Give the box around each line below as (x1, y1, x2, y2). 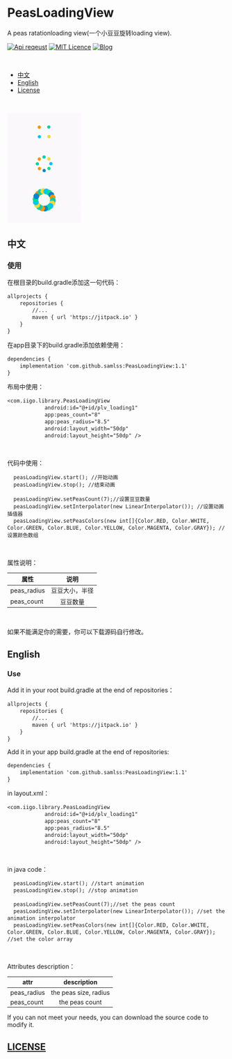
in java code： (7, 865, 49, 873)
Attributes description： (7, 962, 76, 971)
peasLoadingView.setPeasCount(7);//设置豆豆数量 (13, 496, 151, 503)
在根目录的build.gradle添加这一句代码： (7, 278, 121, 286)
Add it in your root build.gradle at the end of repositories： (7, 686, 175, 694)
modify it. (7, 1021, 35, 1029)
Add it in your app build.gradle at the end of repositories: (7, 747, 169, 756)
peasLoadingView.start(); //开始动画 (13, 473, 119, 481)
